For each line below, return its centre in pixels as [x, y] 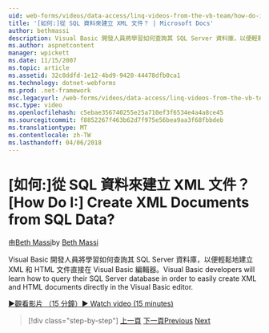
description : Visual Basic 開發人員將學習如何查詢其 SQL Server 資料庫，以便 [130, 38]
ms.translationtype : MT [48, 128]
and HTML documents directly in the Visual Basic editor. [101, 287]
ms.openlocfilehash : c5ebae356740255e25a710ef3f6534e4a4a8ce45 [116, 113]
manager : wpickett [39, 53]
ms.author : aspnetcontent [51, 46]
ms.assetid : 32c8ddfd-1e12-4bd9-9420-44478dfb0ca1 [94, 75]
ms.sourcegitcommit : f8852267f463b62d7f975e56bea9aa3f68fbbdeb [116, 120]
